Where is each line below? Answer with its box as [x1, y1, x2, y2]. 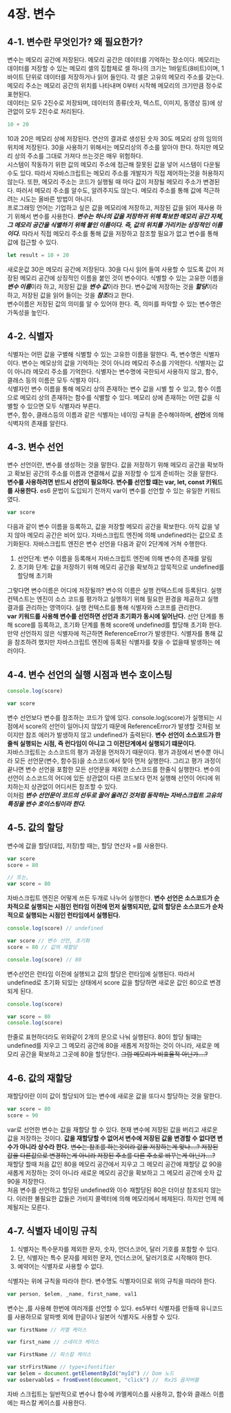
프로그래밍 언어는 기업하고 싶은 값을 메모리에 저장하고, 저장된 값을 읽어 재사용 [7, 203, 215, 211]
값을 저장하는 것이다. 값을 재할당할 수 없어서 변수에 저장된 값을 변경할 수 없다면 [7, 1133, 216, 1142]
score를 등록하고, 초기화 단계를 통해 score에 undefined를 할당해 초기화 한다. [14, 621, 222, 629]
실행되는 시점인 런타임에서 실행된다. [25, 911, 121, 919]
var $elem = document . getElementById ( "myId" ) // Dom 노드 [7, 1370, 174, 1377]
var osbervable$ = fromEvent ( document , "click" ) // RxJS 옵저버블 [7, 1376, 199, 1383]
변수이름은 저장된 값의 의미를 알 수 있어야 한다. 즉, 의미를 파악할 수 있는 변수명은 [7, 300, 222, 308]
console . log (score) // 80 [7, 956, 81, 963]
